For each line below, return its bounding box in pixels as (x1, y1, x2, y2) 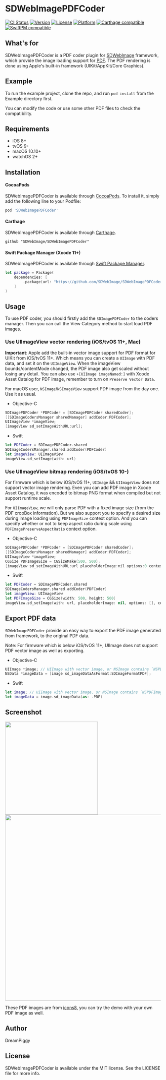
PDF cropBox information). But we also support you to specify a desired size (5, 510, 161, 516)
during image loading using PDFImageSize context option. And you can (5, 515, 147, 521)
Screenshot (5, 708, 42, 717)
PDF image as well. (5, 1010, 44, 1016)
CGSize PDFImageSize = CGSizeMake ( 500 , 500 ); (5, 559, 100, 564)
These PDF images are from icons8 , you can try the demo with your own (5, 1005, 153, 1011)
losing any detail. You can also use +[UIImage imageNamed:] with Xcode (5, 370, 150, 377)
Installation (5, 168, 41, 177)
